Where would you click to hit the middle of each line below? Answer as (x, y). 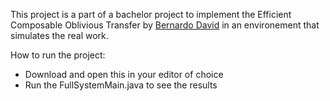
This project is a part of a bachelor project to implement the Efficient (151, 14)
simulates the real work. (59, 35)
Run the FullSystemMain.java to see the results (121, 85)
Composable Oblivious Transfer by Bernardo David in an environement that (165, 25)
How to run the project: (58, 55)
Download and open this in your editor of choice (124, 74)
